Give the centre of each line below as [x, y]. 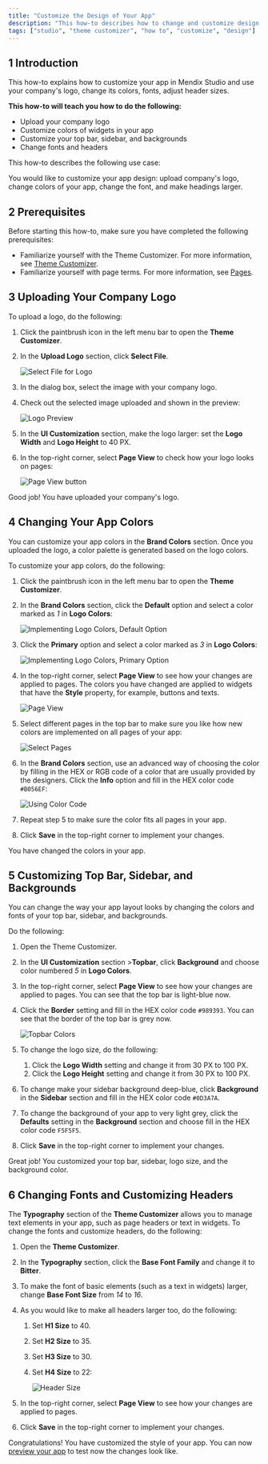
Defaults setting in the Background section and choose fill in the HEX [135, 1122]
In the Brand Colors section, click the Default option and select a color [136, 605]
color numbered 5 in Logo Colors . [76, 971]
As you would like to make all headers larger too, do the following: [128, 1310]
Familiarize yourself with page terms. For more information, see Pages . [136, 272]
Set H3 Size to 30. [62, 1357]
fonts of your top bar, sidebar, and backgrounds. [88, 916]
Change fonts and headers [64, 147]
